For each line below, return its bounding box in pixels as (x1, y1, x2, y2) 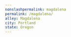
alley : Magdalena (5, 16, 40, 21)
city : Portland (5, 20, 36, 25)
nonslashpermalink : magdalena (5, 7, 67, 12)
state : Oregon (5, 25, 34, 30)
